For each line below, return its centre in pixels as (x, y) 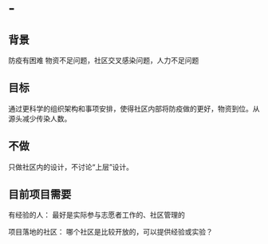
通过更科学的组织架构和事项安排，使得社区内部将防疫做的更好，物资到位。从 (134, 108)
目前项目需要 (40, 195)
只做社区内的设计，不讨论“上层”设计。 (71, 167)
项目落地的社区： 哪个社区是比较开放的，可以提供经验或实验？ (110, 232)
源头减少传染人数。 (40, 118)
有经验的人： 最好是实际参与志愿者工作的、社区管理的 (97, 215)
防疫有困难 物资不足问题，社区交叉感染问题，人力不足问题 (104, 60)
